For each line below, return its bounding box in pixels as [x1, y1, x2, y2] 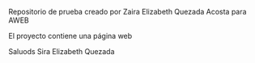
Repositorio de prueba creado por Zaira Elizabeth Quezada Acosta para [8, 7, 247, 16]
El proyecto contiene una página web [8, 31, 133, 40]
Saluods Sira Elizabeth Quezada [8, 47, 115, 56]
